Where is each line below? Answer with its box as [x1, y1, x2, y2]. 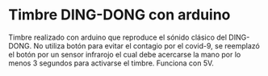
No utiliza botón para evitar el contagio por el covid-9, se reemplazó [33, 40, 260, 50]
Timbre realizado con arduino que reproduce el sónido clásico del [8, 32, 228, 42]
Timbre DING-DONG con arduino [8, 6, 231, 24]
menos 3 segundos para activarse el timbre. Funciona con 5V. [8, 58, 214, 68]
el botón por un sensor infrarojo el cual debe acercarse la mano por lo [8, 49, 241, 59]
